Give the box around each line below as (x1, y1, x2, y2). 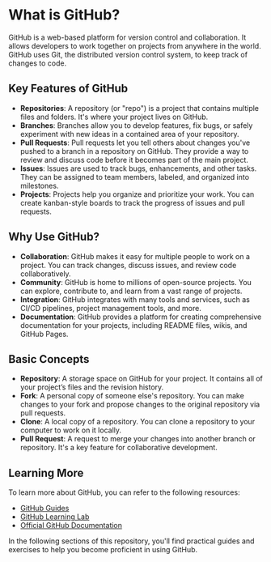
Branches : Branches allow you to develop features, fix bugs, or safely (19, 120, 253, 130)
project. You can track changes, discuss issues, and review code (19, 260, 237, 270)
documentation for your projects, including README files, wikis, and (19, 320, 248, 330)
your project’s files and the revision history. (19, 382, 164, 392)
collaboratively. (19, 269, 71, 279)
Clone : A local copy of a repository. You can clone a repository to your (19, 417, 256, 427)
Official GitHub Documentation (19, 521, 123, 530)
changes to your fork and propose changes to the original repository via (19, 399, 260, 410)
